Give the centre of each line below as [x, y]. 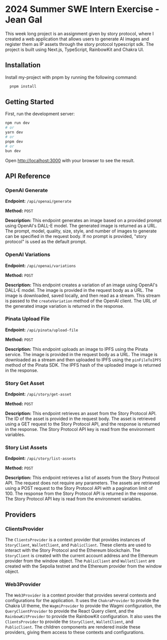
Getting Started [30, 102]
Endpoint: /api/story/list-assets [41, 458]
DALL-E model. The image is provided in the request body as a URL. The [79, 290]
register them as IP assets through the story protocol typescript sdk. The [80, 44]
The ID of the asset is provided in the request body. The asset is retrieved [80, 419]
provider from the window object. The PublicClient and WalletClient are [80, 561]
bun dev [13, 151]
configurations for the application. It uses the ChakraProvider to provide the [82, 601]
